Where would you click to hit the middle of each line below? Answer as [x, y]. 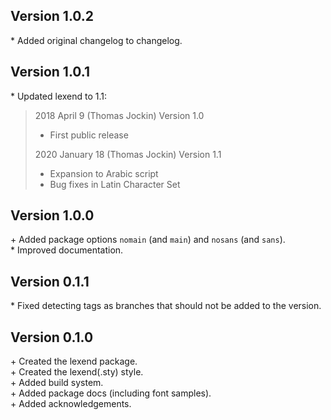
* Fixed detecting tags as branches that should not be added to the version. [166, 306]
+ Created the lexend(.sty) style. [77, 372]
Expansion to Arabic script [104, 173]
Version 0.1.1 [50, 281]
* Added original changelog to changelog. [96, 40]
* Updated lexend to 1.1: [59, 96]
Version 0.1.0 [52, 337]
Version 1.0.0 [52, 215]
